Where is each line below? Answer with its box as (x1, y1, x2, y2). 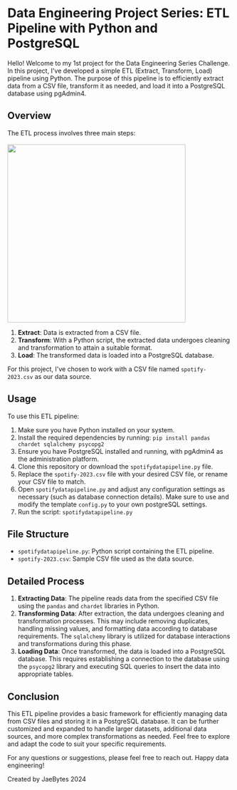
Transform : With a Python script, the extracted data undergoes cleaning (17, 336, 230, 344)
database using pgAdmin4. (7, 89, 87, 98)
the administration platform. (17, 454, 100, 463)
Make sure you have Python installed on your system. (17, 425, 175, 434)
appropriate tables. (17, 670, 74, 678)
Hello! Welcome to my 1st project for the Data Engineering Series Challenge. (7, 58, 230, 67)
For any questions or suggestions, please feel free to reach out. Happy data (7, 754, 229, 762)
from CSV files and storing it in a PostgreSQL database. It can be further (7, 717, 219, 725)
